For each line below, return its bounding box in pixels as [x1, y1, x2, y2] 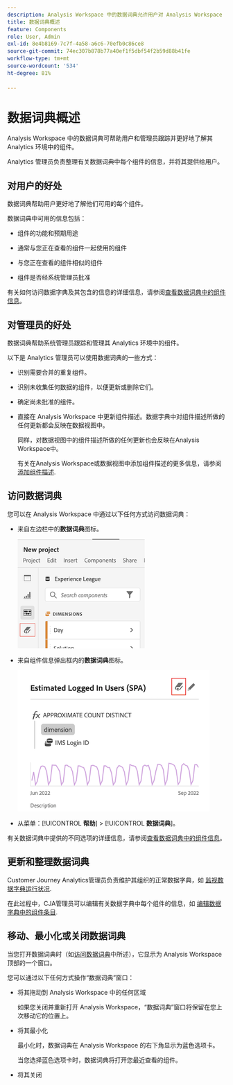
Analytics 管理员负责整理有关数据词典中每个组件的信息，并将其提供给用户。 [7, 157, 224, 166]
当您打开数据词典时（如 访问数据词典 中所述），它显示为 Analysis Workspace [7, 950, 222, 958]
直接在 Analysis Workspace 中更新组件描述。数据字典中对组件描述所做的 [17, 413, 225, 421]
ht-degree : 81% [7, 69, 51, 76]
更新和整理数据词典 [7, 856, 89, 868]
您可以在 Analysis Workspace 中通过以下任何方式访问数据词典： [7, 510, 191, 518]
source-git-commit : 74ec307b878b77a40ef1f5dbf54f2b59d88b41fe [7, 48, 191, 55]
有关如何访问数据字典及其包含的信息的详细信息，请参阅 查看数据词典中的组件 [7, 288, 226, 296]
